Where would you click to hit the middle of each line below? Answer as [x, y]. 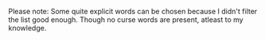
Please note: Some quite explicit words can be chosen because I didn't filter [133, 11]
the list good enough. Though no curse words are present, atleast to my [126, 20]
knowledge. [27, 28]
